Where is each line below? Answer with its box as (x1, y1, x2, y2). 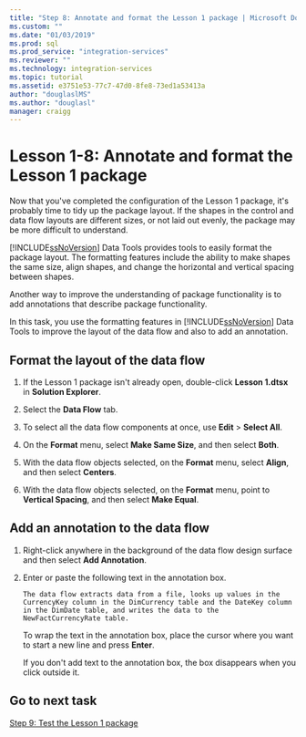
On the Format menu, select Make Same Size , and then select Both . (22, 440, 280, 450)
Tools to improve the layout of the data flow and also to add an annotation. (9, 326, 289, 337)
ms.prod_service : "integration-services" (9, 47, 169, 57)
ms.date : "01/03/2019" (9, 30, 96, 39)
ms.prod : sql (9, 38, 59, 48)
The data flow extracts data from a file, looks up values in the (22, 589, 280, 598)
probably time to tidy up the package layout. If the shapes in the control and (9, 205, 294, 216)
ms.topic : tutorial (9, 73, 84, 82)
